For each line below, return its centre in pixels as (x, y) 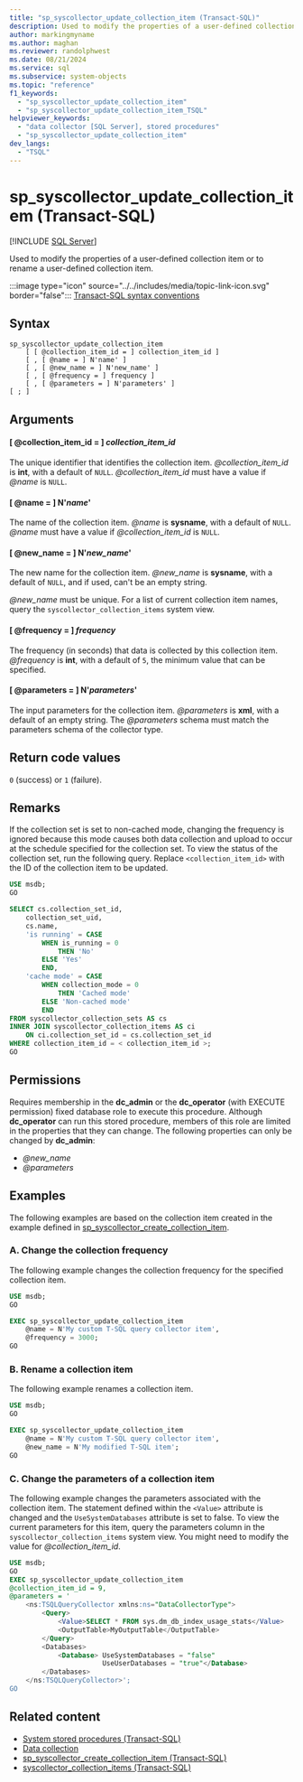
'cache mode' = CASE (64, 976)
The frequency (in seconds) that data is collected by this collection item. (143, 650)
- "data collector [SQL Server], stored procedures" (119, 127)
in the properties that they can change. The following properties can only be (151, 1131)
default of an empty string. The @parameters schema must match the (139, 720)
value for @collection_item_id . (65, 1546)
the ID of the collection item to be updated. (89, 868)
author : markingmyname (52, 34)
